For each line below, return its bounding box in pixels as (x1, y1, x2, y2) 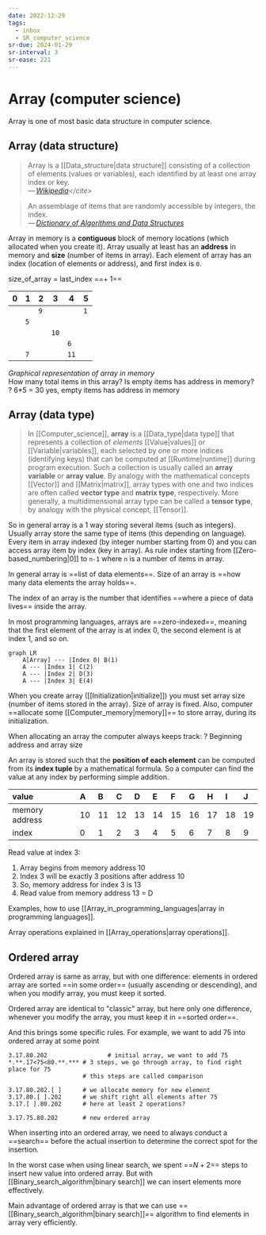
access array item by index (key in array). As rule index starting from (8, 545, 232, 556)
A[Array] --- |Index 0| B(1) (22, 656, 119, 664)
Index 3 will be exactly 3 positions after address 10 (19, 871, 184, 881)
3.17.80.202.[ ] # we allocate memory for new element (8, 1087, 211, 1095)
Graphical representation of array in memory (8, 368, 155, 378)
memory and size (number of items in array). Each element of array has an (8, 250, 252, 260)
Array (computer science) (8, 90, 182, 108)
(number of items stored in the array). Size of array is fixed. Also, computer (8, 699, 253, 709)
